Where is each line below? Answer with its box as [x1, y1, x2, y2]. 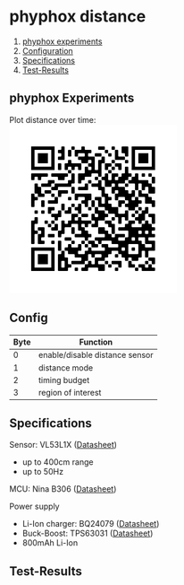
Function [79, 336, 113, 347]
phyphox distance [9, 6, 146, 27]
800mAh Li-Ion [21, 537, 79, 548]
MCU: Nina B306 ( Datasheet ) [9, 484, 117, 494]
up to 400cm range [21, 457, 94, 467]
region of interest [38, 388, 102, 398]
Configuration [21, 45, 73, 56]
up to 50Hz [21, 467, 64, 477]
